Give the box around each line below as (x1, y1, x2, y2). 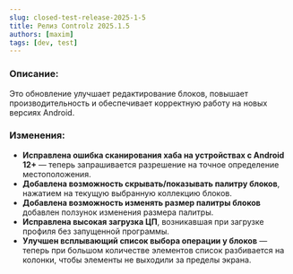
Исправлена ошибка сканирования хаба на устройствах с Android (22, 150, 285, 160)
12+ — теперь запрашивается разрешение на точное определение (22, 158, 280, 170)
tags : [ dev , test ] (9, 38, 78, 47)
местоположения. (22, 168, 91, 179)
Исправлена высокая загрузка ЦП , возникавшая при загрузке (22, 216, 264, 227)
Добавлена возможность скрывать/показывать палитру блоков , (22, 178, 280, 189)
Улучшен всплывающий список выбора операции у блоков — (22, 235, 268, 246)
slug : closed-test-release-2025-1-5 (9, 13, 146, 22)
